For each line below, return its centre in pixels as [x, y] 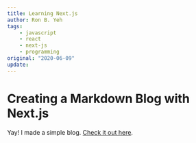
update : [18, 65]
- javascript [38, 33]
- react [30, 39]
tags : [15, 26]
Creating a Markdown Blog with [98, 99]
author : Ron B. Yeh [35, 20]
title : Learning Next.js [42, 13]
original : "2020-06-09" [41, 58]
